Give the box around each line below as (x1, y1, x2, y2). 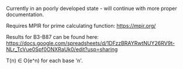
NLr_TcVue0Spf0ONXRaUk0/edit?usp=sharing (6, 46, 118, 53)
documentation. (6, 11, 44, 18)
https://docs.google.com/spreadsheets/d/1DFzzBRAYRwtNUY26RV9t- (6, 40, 175, 46)
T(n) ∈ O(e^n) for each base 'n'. (6, 57, 83, 64)
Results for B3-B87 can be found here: (6, 34, 99, 40)
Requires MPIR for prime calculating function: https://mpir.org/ (6, 23, 156, 29)
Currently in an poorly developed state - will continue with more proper (6, 5, 177, 12)
